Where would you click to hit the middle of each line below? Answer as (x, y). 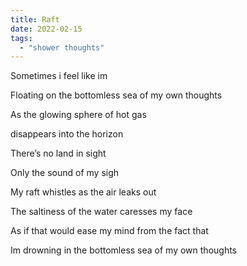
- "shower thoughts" (62, 47)
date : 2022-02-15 (46, 29)
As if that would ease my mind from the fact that (109, 231)
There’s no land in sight (58, 153)
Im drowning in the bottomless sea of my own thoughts (124, 250)
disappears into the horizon (67, 134)
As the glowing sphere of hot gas (78, 115)
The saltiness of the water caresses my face (101, 212)
